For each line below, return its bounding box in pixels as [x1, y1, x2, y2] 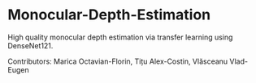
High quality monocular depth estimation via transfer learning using [7, 32, 233, 42]
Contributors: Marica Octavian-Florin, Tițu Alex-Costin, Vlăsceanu [7, 56, 228, 66]
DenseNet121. [7, 40, 54, 50]
